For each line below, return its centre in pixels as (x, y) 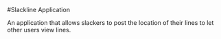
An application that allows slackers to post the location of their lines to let (110, 23)
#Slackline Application (39, 10)
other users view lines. (39, 30)
